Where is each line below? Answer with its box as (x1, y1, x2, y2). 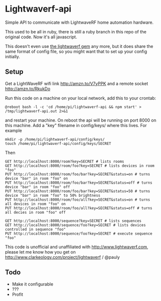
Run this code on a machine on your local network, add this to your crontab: (5, 95, 156, 101)
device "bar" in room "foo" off (5, 184, 70, 190)
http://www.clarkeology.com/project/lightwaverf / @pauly (5, 254, 120, 260)
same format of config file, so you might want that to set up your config (5, 48, 147, 54)
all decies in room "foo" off (5, 210, 66, 215)
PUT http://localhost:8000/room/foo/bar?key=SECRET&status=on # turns (5, 172, 150, 176)
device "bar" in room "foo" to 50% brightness (5, 193, 101, 198)
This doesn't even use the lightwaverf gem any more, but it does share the (5, 43, 153, 49)
